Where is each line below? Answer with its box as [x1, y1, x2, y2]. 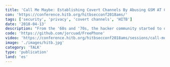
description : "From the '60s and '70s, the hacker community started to [5, 26, 162, 31]
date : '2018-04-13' [5, 21, 47, 27]
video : [5, 36, 19, 41]
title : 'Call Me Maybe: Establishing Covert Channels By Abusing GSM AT [5, 7, 162, 13]
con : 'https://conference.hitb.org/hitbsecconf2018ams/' [5, 12, 128, 17]
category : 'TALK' [5, 45, 42, 50]
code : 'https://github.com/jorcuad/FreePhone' [5, 31, 105, 36]
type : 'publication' [5, 49, 49, 54]
